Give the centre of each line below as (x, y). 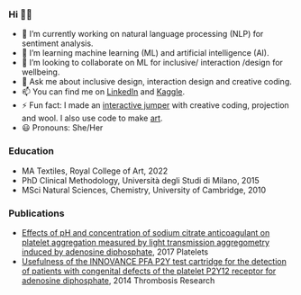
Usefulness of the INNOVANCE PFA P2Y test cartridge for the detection (154, 261)
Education (32, 151)
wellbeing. (41, 72)
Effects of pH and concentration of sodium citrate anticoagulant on (146, 232)
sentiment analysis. (57, 43)
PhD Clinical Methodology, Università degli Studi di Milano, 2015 (140, 180)
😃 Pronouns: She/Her (62, 128)
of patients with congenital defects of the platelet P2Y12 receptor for (149, 271)
